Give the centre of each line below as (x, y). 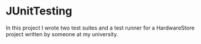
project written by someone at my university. (62, 34)
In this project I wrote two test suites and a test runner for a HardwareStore (100, 28)
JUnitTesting (39, 11)
